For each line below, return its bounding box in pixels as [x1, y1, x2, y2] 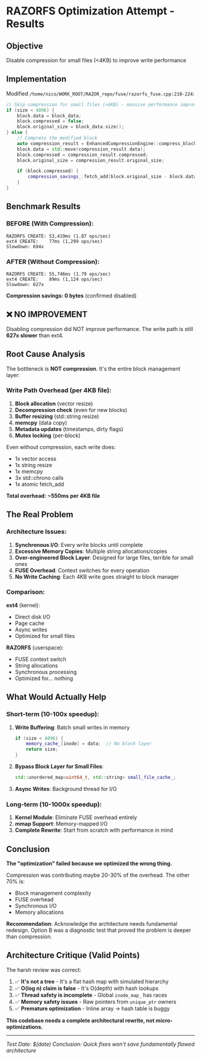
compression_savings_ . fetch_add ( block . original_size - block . [28, 174, 186, 180]
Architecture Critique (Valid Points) [6, 950, 140, 961]
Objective [6, 41, 44, 51]
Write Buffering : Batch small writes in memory [14, 724, 130, 731]
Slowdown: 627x [6, 281, 44, 287]
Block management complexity [14, 889, 92, 896]
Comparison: [6, 588, 45, 596]
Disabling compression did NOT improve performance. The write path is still [6, 325, 193, 332]
